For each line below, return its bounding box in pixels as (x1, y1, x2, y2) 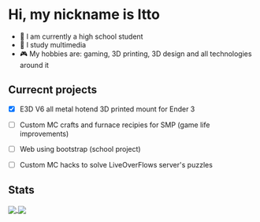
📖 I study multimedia (19, 40, 87, 49)
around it (19, 60, 50, 70)
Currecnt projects (8, 83, 97, 96)
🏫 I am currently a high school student (19, 32, 143, 41)
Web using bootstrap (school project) (19, 144, 141, 153)
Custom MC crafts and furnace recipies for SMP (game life (19, 120, 210, 130)
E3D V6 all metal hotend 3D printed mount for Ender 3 (19, 104, 195, 114)
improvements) (19, 129, 69, 138)
